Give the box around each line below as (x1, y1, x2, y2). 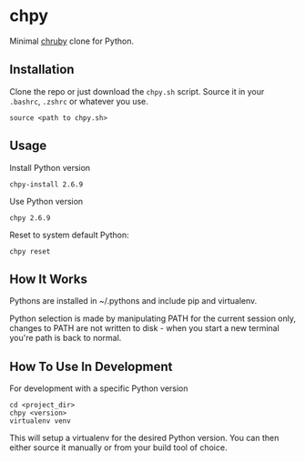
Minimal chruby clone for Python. (9, 35, 135, 46)
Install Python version (9, 162, 91, 173)
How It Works (9, 271, 88, 286)
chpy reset (9, 246, 51, 256)
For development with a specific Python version (9, 383, 188, 394)
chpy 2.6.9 (9, 213, 51, 223)
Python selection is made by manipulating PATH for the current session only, (9, 313, 297, 324)
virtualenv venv (9, 417, 71, 426)
